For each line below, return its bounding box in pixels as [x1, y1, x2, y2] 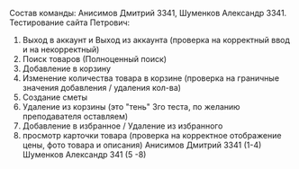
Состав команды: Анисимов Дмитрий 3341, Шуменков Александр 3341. [9, 8, 287, 18]
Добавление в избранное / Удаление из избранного [22, 120, 223, 131]
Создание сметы [22, 92, 88, 102]
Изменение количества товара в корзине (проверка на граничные [22, 73, 280, 84]
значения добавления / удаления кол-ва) [22, 83, 182, 93]
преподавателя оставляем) [22, 111, 129, 121]
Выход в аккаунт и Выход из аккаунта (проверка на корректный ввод [22, 35, 291, 45]
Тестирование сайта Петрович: [9, 17, 131, 28]
